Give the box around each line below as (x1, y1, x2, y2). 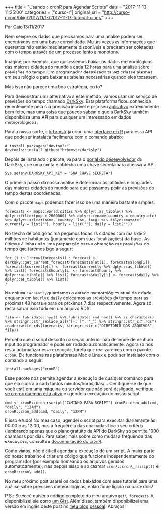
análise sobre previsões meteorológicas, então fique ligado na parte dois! (5, 484, 153, 489)
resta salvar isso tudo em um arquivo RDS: (5, 306, 91, 311)
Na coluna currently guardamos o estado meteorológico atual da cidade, (5, 290, 153, 295)
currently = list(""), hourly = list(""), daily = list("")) (5, 222, 133, 227)
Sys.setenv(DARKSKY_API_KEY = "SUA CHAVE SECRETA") (5, 171, 113, 176)
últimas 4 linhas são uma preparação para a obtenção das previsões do (5, 241, 149, 246)
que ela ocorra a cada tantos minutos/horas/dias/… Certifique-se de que (5, 381, 152, 386)
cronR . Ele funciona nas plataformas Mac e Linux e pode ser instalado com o (5, 352, 159, 358)
